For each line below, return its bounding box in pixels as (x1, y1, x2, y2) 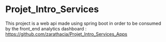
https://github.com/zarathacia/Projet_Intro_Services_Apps (5, 31, 128, 37)
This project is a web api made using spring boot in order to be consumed (5, 20, 161, 26)
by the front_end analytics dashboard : (5, 25, 87, 31)
